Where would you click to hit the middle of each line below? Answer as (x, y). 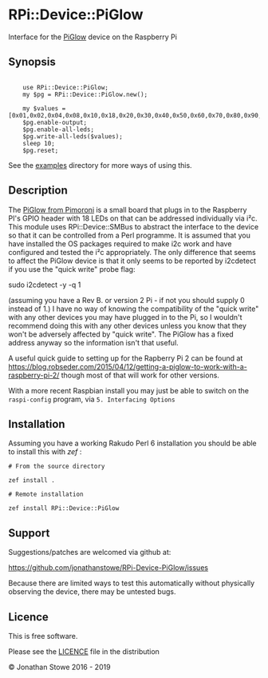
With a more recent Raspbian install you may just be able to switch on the (129, 390)
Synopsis (32, 62)
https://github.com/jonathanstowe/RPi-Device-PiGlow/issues (108, 568)
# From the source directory (57, 467)
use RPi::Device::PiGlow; (66, 87)
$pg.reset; (41, 150)
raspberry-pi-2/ (34, 375)
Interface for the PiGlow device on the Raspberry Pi (93, 37)
